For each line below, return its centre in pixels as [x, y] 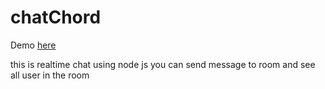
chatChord [56, 17]
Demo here [33, 45]
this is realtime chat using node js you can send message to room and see [163, 64]
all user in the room [50, 75]
